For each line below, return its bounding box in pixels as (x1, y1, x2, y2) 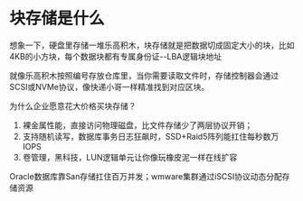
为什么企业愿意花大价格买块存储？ (9, 100, 137, 111)
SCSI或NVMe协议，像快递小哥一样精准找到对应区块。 (9, 81, 210, 92)
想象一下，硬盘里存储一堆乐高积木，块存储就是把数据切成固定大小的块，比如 (9, 40, 295, 50)
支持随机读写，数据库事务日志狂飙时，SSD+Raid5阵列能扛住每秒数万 (22, 131, 279, 142)
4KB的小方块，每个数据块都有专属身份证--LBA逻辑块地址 (9, 50, 223, 61)
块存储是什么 (9, 8, 106, 29)
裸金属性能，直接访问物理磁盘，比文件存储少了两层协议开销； (22, 119, 253, 131)
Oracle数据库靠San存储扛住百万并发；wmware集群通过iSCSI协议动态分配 (9, 170, 283, 181)
